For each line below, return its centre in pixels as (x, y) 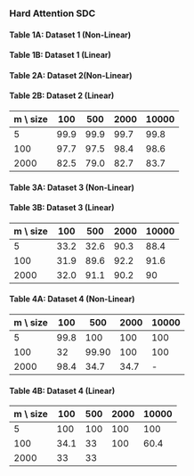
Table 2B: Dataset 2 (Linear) (62, 95)
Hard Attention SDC (53, 13)
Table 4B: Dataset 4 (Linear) (62, 390)
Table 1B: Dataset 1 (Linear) (60, 55)
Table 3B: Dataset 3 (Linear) (62, 208)
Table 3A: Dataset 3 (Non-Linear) (72, 187)
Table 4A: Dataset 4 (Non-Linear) (72, 299)
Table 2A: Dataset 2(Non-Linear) (71, 75)
